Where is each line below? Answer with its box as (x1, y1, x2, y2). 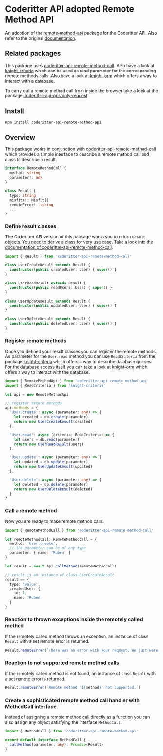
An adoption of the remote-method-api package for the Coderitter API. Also (5, 30, 157, 36)
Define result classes (5, 223, 57, 230)
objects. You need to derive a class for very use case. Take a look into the (5, 239, 154, 245)
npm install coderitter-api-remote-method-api (5, 120, 102, 125)
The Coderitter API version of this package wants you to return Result (5, 234, 145, 240)
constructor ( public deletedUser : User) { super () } (9, 321, 117, 326)
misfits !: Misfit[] (9, 197, 49, 203)
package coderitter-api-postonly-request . (5, 93, 89, 98)
